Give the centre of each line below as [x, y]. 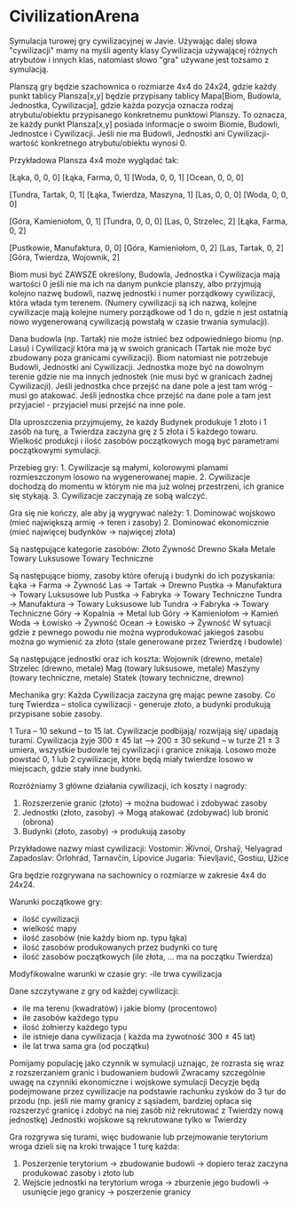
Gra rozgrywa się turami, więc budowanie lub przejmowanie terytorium [139, 1137]
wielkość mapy [49, 928]
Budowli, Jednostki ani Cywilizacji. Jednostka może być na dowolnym [137, 367]
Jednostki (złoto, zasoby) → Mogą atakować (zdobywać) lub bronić [145, 812]
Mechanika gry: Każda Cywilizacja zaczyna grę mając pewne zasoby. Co [142, 695]
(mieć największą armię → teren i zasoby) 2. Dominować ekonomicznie [139, 522]
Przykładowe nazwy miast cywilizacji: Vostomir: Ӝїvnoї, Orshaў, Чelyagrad [146, 848]
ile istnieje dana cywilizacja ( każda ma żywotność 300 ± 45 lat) [138, 1037]
